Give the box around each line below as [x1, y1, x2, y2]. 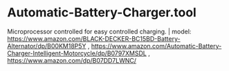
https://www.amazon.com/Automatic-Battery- [91, 42, 222, 50]
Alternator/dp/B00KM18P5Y [7, 42, 86, 50]
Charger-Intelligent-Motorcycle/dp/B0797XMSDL [7, 49, 147, 57]
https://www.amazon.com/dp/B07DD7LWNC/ [7, 56, 137, 64]
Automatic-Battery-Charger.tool [7, 5, 197, 20]
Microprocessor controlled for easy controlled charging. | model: [7, 27, 192, 35]
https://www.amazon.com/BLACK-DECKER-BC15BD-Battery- [7, 34, 181, 42]
